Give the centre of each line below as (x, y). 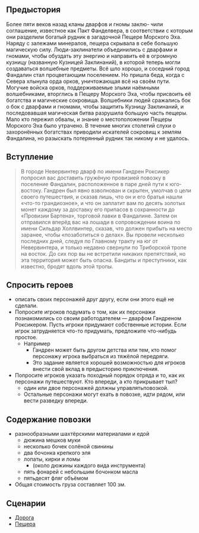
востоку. (31, 190)
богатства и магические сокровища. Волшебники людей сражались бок (99, 100)
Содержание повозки (49, 419)
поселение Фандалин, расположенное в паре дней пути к (94, 184)
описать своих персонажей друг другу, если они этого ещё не (94, 299)
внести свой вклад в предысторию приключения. (96, 369)
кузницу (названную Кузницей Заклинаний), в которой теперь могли (94, 62)
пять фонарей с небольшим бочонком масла (81, 472)
